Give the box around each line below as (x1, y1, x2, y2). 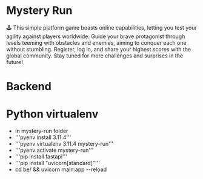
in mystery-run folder (15, 128, 68, 135)
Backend (6, 80, 52, 94)
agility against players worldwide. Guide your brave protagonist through (6, 33, 185, 40)
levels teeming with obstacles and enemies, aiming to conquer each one (6, 39, 187, 46)
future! (6, 58, 23, 65)
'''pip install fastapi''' (15, 153, 68, 160)
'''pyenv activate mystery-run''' (15, 146, 94, 154)
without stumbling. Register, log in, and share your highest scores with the (6, 45, 191, 53)
